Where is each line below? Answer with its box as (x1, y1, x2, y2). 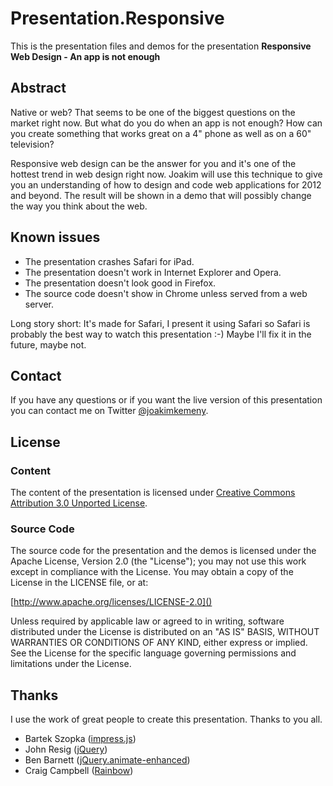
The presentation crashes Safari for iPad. (24, 255, 195, 267)
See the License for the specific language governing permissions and (10, 647, 297, 659)
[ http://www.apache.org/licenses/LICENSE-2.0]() (10, 596, 213, 608)
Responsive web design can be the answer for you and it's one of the (10, 157, 297, 169)
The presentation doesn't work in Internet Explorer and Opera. (24, 266, 282, 278)
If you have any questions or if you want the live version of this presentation (10, 394, 323, 406)
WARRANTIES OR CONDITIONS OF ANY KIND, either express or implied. (10, 637, 308, 649)
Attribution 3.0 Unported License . (10, 497, 148, 509)
